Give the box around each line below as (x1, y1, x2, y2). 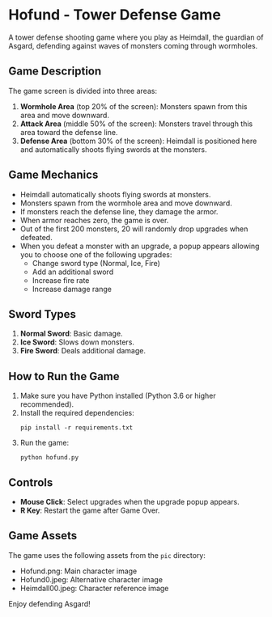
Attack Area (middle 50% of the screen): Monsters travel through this (19, 119, 253, 129)
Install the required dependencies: (19, 408, 135, 418)
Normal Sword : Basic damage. (19, 329, 123, 339)
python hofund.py (19, 454, 79, 462)
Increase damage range (32, 284, 112, 294)
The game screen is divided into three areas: (8, 86, 158, 95)
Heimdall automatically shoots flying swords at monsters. (19, 189, 211, 199)
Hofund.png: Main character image (19, 566, 138, 576)
